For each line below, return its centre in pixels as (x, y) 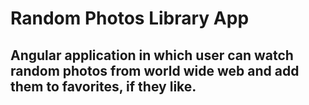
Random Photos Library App (130, 18)
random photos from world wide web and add (155, 70)
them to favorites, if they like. (103, 86)
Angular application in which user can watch (152, 55)
